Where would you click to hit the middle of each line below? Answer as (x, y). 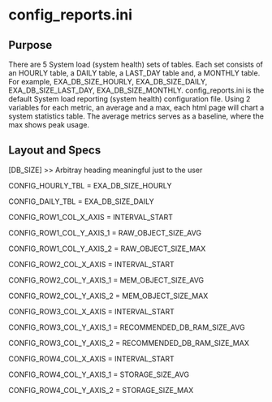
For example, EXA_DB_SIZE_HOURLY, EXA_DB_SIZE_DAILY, (108, 82)
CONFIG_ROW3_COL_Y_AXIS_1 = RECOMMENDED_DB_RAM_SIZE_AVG (127, 327)
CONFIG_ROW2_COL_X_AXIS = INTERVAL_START (91, 264)
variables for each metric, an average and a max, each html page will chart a (136, 108)
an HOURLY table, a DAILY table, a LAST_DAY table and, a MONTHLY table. (134, 73)
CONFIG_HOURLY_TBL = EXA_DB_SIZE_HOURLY (90, 185)
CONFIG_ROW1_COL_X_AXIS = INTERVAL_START (91, 217)
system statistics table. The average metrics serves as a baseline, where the (136, 116)
